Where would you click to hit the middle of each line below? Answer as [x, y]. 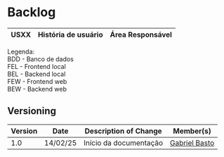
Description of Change [124, 131]
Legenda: [21, 51]
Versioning [32, 111]
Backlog [32, 12]
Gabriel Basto [192, 143]
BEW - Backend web [37, 89]
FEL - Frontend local [37, 66]
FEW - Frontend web [37, 81]
